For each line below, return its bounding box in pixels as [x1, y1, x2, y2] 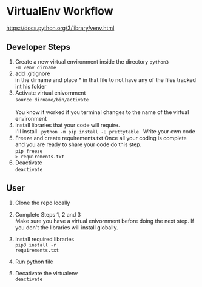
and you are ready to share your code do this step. [15, 141, 142, 148]
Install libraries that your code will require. [15, 121, 120, 129]
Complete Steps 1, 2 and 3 [15, 211, 81, 218]
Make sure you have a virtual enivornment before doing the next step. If [15, 217, 194, 225]
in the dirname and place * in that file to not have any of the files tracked [15, 76, 196, 83]
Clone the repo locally [15, 199, 70, 206]
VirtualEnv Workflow [6, 4, 113, 18]
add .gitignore [15, 70, 50, 77]
